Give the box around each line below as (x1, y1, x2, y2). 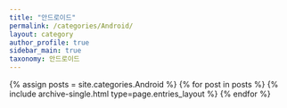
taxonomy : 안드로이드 (9, 54, 80, 63)
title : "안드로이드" (9, 12, 77, 22)
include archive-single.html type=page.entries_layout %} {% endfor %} (9, 88, 271, 99)
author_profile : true (9, 37, 90, 47)
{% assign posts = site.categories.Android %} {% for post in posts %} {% (9, 79, 279, 89)
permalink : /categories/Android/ (9, 21, 134, 30)
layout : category (9, 29, 74, 38)
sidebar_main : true (9, 46, 82, 55)
